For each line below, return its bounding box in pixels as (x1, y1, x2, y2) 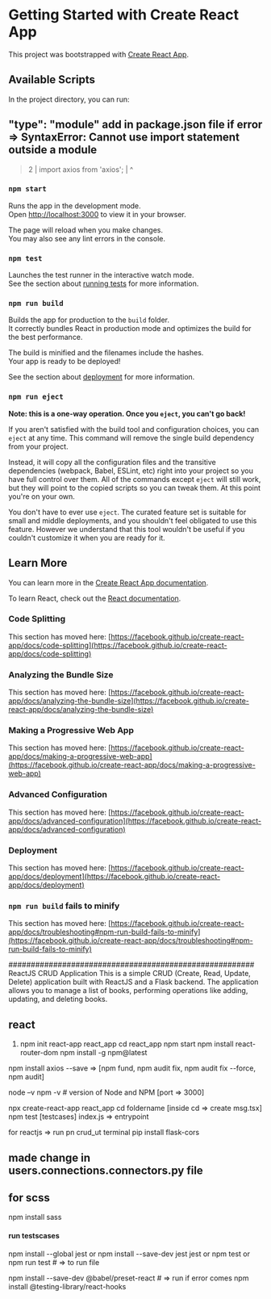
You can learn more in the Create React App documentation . (8, 577, 209, 587)
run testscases (8, 1230, 60, 1240)
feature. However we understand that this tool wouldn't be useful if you (8, 524, 245, 534)
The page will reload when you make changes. (8, 224, 164, 235)
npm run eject (8, 392, 64, 401)
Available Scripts (8, 73, 95, 86)
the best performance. (8, 333, 83, 342)
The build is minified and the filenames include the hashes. (8, 348, 204, 358)
